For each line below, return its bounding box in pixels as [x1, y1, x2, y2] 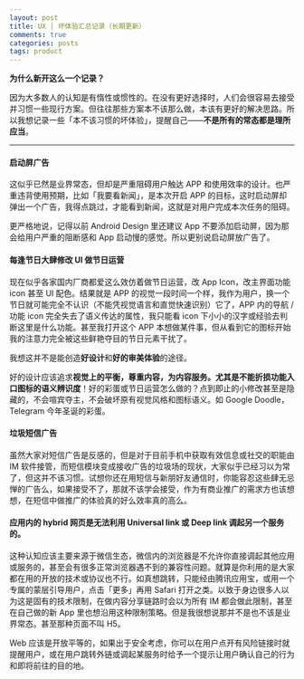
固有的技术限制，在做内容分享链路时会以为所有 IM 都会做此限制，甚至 [33, 595, 293, 607]
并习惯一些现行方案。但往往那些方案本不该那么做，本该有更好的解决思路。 [9, 103, 287, 114]
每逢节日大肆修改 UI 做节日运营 [9, 254, 125, 265]
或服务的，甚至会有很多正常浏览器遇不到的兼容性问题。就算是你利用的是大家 [9, 561, 295, 572]
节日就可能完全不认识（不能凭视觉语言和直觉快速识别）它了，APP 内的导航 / [9, 299, 294, 310]
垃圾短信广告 [9, 427, 57, 439]
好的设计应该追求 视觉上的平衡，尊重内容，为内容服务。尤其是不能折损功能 [9, 371, 287, 382]
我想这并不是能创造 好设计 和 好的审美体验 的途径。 [9, 352, 192, 363]
